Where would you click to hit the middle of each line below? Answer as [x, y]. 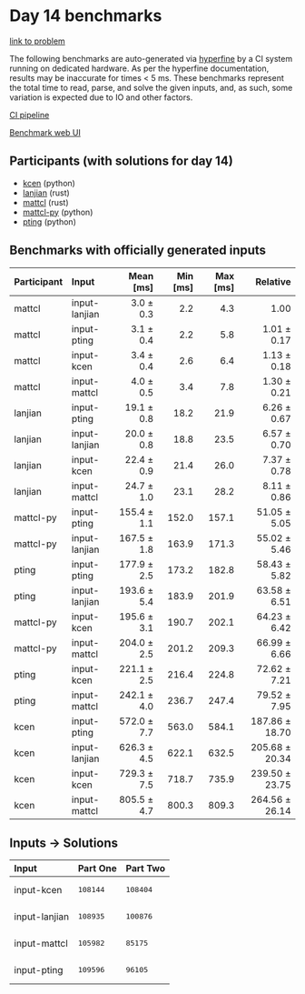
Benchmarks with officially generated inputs [138, 251]
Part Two [146, 868]
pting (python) [49, 221]
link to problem [37, 41]
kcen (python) [49, 183]
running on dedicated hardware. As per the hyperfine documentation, [139, 68]
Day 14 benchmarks [86, 16]
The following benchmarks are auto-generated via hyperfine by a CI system [151, 58]
